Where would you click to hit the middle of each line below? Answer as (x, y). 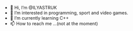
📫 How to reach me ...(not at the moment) (54, 24)
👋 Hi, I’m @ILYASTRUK (33, 8)
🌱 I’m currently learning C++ (39, 18)
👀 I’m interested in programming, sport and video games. (69, 13)
